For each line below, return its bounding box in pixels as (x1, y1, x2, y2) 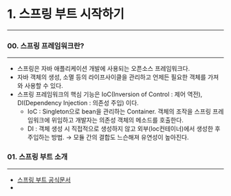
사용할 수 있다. (24, 82, 63, 90)
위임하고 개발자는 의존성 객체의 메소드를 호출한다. (51, 116, 184, 124)
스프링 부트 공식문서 (16, 175, 71, 184)
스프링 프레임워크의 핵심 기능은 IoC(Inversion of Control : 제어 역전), (16, 90, 203, 98)
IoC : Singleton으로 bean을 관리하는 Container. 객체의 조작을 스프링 (27, 107, 212, 116)
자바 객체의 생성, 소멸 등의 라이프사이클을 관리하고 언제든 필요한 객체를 (16, 73, 206, 81)
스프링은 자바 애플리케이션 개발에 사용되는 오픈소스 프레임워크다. (16, 65, 190, 73)
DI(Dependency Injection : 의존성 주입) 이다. (16, 99, 139, 107)
